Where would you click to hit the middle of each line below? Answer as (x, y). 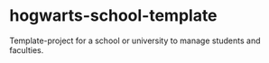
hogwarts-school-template (114, 16)
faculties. (27, 49)
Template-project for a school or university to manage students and (135, 40)
